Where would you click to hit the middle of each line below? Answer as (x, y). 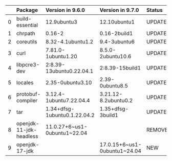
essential (27, 25)
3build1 (109, 115)
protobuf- (28, 94)
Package (27, 10)
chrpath (26, 33)
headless (27, 136)
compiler (27, 100)
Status (155, 10)
